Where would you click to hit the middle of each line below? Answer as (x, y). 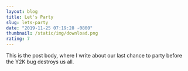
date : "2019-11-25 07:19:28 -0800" (49, 28)
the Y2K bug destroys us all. (40, 62)
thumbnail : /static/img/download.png (52, 33)
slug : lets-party (27, 22)
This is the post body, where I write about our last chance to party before (94, 55)
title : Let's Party (30, 17)
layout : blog (22, 11)
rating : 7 (18, 39)
